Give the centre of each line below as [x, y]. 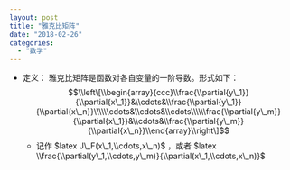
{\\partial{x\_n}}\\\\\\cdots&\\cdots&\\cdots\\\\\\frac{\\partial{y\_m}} [159, 112]
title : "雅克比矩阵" [44, 26]
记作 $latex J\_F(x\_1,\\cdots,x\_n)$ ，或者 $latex [126, 146]
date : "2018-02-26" [46, 34]
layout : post [34, 18]
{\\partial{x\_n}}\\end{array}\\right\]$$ [159, 130]
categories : [32, 43]
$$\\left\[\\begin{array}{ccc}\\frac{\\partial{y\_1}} [158, 93]
